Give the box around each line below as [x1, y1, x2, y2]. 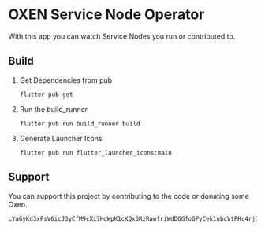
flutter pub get [19, 91, 73, 99]
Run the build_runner [19, 104, 88, 114]
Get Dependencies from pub [19, 75, 113, 84]
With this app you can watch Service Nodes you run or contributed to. [8, 32, 236, 41]
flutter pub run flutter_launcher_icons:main [19, 148, 172, 157]
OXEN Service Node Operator [8, 6, 205, 24]
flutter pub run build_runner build [19, 120, 140, 128]
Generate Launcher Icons [19, 133, 103, 143]
